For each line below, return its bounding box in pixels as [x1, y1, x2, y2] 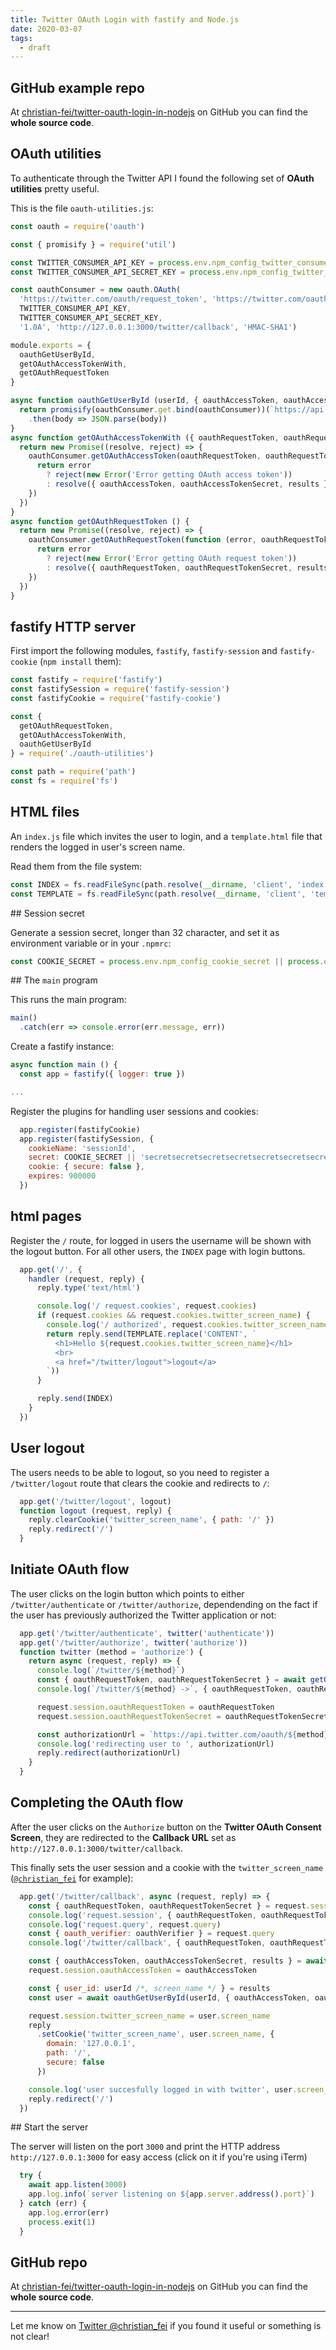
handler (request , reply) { [28, 1274, 145, 1284]
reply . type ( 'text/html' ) [36, 1283, 141, 1293]
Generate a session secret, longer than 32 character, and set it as [10, 926, 280, 938]
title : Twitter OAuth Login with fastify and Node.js [10, 14, 240, 25]
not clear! [10, 2331, 50, 2343]
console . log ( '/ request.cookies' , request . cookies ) [36, 1301, 257, 1311]
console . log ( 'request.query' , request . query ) [28, 1919, 222, 1930]
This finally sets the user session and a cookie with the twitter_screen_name [10, 1861, 324, 1873]
